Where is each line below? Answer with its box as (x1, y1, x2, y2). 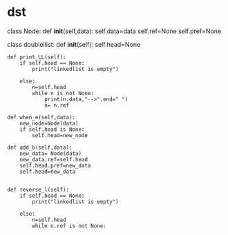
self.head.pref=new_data (19, 162, 91, 169)
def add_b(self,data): (7, 144, 73, 151)
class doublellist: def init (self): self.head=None (7, 40, 141, 48)
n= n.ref (44, 101, 70, 109)
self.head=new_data (19, 168, 76, 175)
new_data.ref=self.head (19, 156, 88, 163)
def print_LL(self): (7, 53, 67, 61)
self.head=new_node (32, 132, 88, 139)
